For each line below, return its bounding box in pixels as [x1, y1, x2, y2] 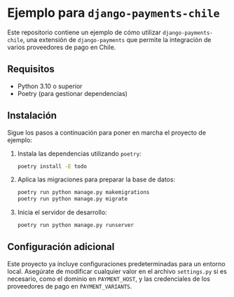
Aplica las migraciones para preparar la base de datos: [17, 175, 176, 184]
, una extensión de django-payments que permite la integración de [22, 35, 212, 43]
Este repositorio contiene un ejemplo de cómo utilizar [7, 28, 161, 36]
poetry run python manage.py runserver [17, 222, 135, 229]
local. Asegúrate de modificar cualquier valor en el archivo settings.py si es [7, 267, 228, 275]
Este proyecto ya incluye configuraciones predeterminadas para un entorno [7, 259, 226, 268]
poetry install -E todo [17, 163, 88, 170]
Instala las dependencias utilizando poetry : [17, 149, 142, 158]
